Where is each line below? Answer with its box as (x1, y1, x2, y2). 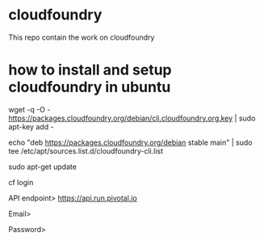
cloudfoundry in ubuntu (8, 78, 171, 96)
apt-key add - (8, 121, 54, 131)
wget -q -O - (8, 104, 51, 114)
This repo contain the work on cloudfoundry (8, 32, 155, 42)
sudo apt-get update (8, 162, 77, 171)
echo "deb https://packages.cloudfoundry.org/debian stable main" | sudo (8, 137, 253, 147)
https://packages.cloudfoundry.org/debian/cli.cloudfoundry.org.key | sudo (8, 113, 256, 123)
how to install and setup (8, 61, 172, 79)
